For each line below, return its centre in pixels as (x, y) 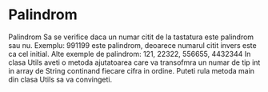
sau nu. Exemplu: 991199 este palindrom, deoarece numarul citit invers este (133, 45)
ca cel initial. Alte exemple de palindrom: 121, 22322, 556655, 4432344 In (130, 54)
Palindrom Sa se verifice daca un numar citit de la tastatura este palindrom (131, 37)
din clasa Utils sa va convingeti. (60, 79)
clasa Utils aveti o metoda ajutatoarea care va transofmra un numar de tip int (134, 62)
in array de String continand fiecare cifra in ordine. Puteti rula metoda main (131, 70)
